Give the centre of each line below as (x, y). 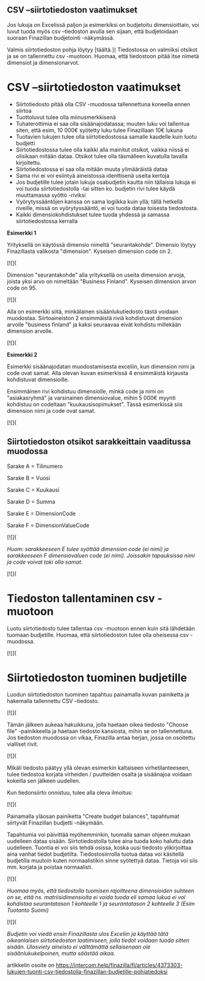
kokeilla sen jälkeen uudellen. (44, 781)
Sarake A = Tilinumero (35, 466)
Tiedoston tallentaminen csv (81, 598)
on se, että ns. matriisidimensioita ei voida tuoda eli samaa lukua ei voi (96, 897)
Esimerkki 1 (22, 233)
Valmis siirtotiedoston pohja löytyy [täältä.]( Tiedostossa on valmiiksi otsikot (102, 49)
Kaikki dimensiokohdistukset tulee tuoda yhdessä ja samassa (92, 214)
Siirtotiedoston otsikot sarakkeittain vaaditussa (99, 442)
